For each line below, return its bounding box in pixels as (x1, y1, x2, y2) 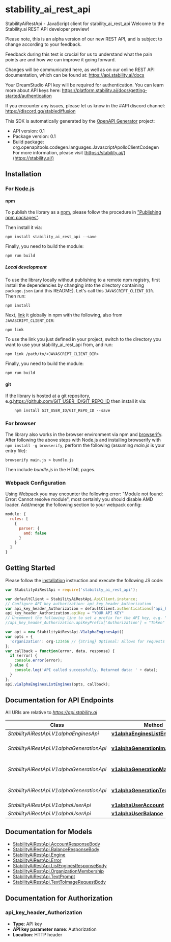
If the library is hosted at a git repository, (5, 393, 91, 399)
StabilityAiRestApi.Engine (12, 852, 66, 858)
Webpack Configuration (5, 479, 66, 486)
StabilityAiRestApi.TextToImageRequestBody (12, 879, 106, 885)
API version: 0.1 (12, 128, 45, 134)
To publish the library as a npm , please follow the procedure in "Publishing (5, 209, 161, 215)
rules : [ (10, 516, 28, 522)
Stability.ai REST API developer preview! (5, 26, 90, 32)
